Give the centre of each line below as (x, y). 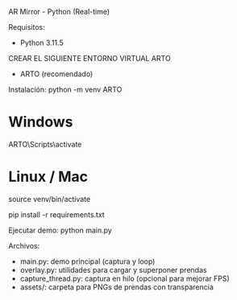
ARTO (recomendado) (56, 74)
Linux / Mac (48, 177)
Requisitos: (27, 27)
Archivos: (24, 245)
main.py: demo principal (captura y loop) (87, 261)
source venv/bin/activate (50, 199)
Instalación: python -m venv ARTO (65, 89)
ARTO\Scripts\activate (45, 144)
